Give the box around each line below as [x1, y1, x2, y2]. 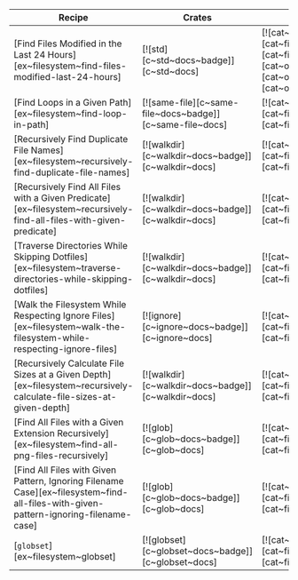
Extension [13, 427, 55, 439]
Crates [183, 12, 213, 23]
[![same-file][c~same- [141, 97, 239, 108]
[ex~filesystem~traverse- [13, 262, 122, 274]
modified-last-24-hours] [13, 71, 122, 83]
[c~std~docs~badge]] [141, 54, 235, 66]
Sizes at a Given [13, 369, 81, 380]
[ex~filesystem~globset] [13, 551, 117, 562]
